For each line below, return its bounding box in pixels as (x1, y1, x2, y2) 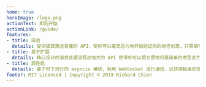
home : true (6, 9, 34, 15)
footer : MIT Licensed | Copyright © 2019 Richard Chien (6, 72, 152, 78)
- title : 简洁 (6, 37, 41, 43)
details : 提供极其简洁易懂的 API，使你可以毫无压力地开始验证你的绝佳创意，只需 (12, 43, 194, 50)
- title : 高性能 (6, 60, 45, 66)
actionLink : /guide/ (6, 26, 59, 32)
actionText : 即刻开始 (6, 20, 58, 26)
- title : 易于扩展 (6, 49, 50, 55)
